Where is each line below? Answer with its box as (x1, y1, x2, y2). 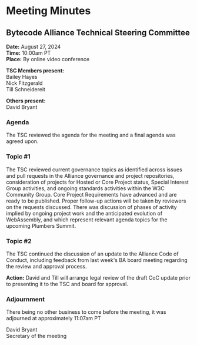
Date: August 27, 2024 (6, 43, 61, 50)
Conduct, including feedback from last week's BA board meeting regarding (6, 256, 188, 263)
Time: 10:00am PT (6, 49, 51, 57)
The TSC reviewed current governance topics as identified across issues (6, 166, 182, 173)
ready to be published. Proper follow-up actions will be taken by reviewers (6, 197, 186, 204)
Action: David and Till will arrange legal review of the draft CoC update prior (6, 274, 191, 281)
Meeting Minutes (6, 4, 91, 18)
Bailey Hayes (6, 74, 38, 80)
